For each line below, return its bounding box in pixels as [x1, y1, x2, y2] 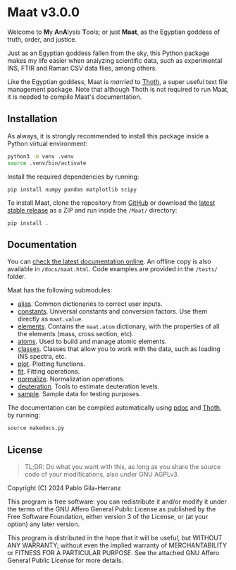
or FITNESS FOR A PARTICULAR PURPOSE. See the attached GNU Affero [7, 549, 220, 557]
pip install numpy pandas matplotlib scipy [7, 186, 137, 193]
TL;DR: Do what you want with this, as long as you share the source [24, 463, 221, 471]
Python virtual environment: [7, 139, 88, 148]
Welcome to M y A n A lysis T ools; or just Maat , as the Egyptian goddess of [7, 28, 221, 36]
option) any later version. [7, 520, 80, 528]
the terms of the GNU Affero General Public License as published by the [7, 505, 216, 513]
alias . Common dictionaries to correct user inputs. [17, 299, 163, 308]
